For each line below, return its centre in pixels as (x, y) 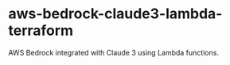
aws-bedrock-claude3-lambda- (115, 14)
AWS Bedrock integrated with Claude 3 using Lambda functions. (113, 52)
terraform (41, 31)
